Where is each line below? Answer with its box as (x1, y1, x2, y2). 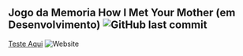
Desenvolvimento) (8, 19, 101, 32)
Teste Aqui (8, 39, 43, 48)
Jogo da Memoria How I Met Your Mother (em (8, 6, 236, 19)
